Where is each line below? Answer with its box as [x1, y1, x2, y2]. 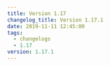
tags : [7, 29, 23, 36]
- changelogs [13, 36, 51, 43]
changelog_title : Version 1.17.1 [7, 16, 104, 23]
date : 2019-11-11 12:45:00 [7, 23, 85, 30]
